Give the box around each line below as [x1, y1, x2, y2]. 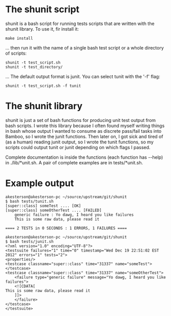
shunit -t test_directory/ [5, 64, 63, 69]
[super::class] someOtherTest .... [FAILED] [5, 208, 102, 213]
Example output [5, 178, 74, 189]
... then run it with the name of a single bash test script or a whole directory [5, 44, 164, 51]
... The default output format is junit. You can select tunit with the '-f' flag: [5, 73, 160, 80]
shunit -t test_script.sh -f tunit [5, 83, 81, 88]
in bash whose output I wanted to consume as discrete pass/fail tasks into [5, 128, 162, 134]
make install [5, 36, 33, 41]
